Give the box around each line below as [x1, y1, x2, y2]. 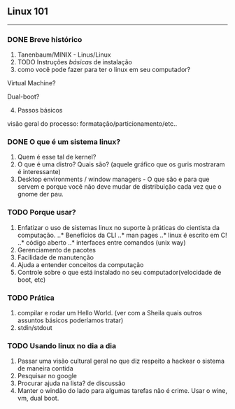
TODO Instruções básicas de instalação [17, 58, 133, 66]
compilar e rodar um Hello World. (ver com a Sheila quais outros [17, 309, 203, 317]
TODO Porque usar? [7, 208, 76, 217]
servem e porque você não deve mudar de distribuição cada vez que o [17, 182, 222, 191]
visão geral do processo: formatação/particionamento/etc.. [7, 120, 178, 128]
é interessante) [17, 168, 61, 176]
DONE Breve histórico [7, 34, 83, 44]
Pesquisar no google [17, 372, 78, 380]
